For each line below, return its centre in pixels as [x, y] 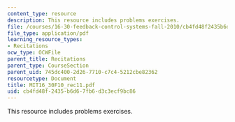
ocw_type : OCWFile [34, 53]
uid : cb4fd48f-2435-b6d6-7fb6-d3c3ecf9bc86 [72, 91]
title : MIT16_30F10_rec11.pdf [51, 85]
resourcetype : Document [42, 78]
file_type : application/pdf [48, 33]
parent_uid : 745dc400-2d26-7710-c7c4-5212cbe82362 [83, 72]
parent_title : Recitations [47, 59]
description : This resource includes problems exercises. [93, 20]
